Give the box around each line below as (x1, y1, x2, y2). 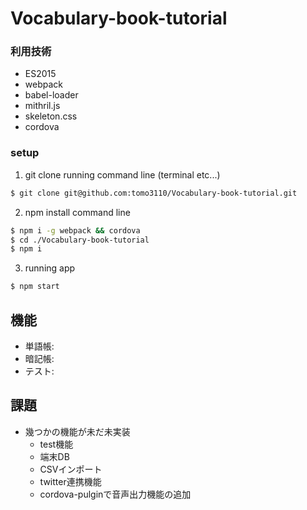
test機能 (39, 438, 74, 450)
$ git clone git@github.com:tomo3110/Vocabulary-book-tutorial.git (10, 188, 298, 198)
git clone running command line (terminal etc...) (24, 168, 221, 181)
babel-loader (24, 89, 79, 101)
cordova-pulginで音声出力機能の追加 (39, 488, 192, 500)
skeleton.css (24, 110, 78, 122)
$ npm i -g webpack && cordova (10, 225, 141, 236)
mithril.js (24, 100, 61, 112)
